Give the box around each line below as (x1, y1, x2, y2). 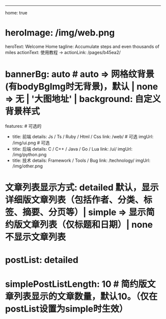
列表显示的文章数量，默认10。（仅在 (14, 291, 158, 302)
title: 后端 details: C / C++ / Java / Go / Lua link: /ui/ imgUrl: (12, 146, 132, 152)
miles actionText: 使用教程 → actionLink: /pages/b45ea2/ (5, 49, 121, 55)
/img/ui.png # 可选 (12, 140, 50, 146)
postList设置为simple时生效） (5, 303, 128, 315)
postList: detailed (5, 255, 79, 266)
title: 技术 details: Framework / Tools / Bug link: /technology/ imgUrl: (12, 157, 151, 163)
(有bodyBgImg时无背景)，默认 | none (5, 81, 158, 92)
